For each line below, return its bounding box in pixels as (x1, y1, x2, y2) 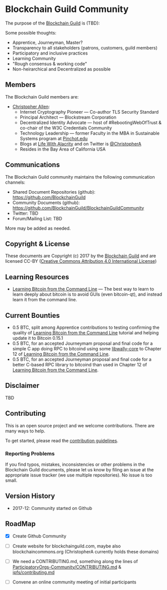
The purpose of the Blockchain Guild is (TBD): (5, 20, 100, 26)
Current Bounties (5, 311, 60, 320)
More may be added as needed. (5, 225, 71, 231)
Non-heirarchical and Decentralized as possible (12, 66, 111, 72)
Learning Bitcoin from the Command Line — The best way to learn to (12, 286, 154, 292)
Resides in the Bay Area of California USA (19, 146, 106, 152)
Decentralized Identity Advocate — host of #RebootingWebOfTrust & (19, 119, 161, 126)
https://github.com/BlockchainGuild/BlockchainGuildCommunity (12, 205, 144, 211)
